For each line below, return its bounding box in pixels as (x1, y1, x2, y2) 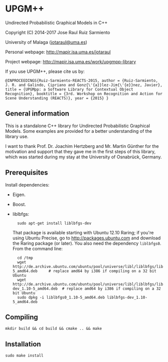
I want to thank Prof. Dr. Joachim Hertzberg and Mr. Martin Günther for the (5, 143, 159, 149)
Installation (5, 340, 41, 348)
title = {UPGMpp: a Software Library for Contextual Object (5, 86, 134, 92)
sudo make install (5, 353, 44, 358)
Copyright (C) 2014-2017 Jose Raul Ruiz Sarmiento (5, 29, 110, 35)
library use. (5, 133, 29, 139)
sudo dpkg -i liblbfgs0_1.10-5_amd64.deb (17, 295, 105, 300)
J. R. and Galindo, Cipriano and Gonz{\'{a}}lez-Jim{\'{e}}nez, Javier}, (5, 82, 163, 87)
